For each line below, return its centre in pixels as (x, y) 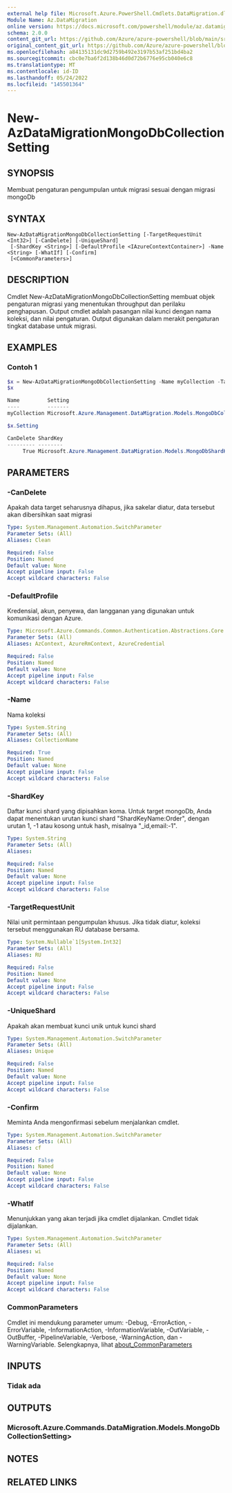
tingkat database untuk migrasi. (52, 326)
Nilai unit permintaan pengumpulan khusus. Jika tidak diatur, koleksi (104, 922)
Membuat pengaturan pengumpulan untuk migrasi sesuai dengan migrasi (111, 190)
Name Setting (38, 401)
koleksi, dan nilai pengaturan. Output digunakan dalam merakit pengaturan (113, 318)
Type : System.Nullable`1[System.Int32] (65, 942)
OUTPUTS (29, 1408)
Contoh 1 (22, 367)
